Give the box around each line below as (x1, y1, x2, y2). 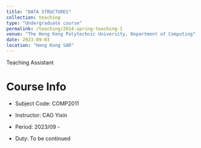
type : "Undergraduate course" (6, 20, 83, 26)
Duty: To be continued (14, 135, 71, 142)
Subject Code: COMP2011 (14, 100, 80, 107)
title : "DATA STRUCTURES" (6, 8, 71, 15)
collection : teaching (6, 14, 61, 20)
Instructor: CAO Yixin (14, 111, 68, 119)
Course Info (6, 80, 66, 94)
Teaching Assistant (6, 58, 54, 66)
